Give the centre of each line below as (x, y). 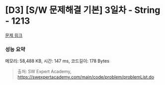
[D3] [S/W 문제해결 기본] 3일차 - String (83, 10)
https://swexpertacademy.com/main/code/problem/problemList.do (86, 77)
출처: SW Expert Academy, (44, 72)
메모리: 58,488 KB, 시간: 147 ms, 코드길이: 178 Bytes (57, 61)
